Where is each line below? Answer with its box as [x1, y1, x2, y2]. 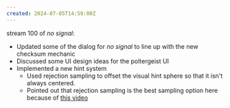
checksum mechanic [16, 50, 76, 58]
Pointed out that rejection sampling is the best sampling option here [26, 86, 218, 94]
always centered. [26, 78, 76, 87]
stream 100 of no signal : [6, 29, 75, 37]
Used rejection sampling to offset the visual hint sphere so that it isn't [26, 72, 223, 80]
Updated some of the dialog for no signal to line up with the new [16, 42, 198, 50]
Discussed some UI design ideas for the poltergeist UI [16, 56, 170, 65]
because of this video [26, 94, 89, 102]
